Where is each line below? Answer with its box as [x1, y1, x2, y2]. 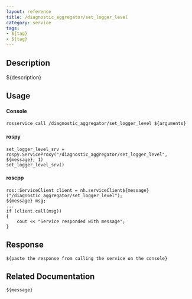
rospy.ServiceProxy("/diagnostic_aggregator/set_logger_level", [6, 152, 168, 157]
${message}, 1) [6, 156, 44, 163]
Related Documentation [6, 272, 95, 282]
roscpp [6, 174, 24, 181]
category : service [6, 20, 51, 25]
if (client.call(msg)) [6, 208, 62, 214]
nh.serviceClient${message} [80, 187, 149, 193]
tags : [6, 25, 19, 31]
